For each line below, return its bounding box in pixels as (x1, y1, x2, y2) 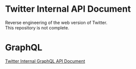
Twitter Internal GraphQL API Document (5, 58, 85, 64)
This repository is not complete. (5, 24, 70, 30)
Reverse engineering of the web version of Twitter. (5, 20, 108, 25)
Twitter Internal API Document (5, 3, 131, 15)
